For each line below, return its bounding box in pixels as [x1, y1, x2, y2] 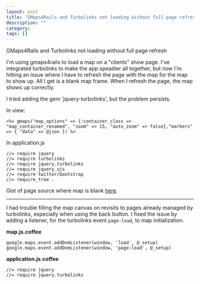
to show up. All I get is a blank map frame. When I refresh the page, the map [6, 78, 193, 85]
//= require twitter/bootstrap [6, 172, 84, 178]
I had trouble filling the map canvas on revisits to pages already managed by [6, 204, 193, 212]
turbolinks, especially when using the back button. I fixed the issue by [6, 210, 177, 217]
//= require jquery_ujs [6, 166, 65, 172]
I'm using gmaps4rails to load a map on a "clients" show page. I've [6, 59, 170, 66]
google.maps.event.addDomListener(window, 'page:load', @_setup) [6, 245, 171, 251]
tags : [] [6, 31, 28, 37]
